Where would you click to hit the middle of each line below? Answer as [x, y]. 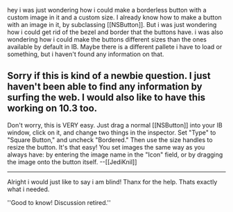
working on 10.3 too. [52, 108]
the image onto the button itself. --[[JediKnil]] [72, 161]
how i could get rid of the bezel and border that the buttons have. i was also [115, 32]
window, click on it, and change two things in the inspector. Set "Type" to [112, 132]
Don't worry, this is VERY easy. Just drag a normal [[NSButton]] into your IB [115, 125]
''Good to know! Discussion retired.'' [59, 202]
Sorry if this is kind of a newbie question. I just [109, 76]
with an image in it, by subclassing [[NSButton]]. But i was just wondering [112, 25]
